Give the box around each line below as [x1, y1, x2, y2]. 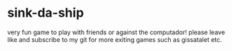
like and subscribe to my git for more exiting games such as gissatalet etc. [7, 35, 223, 43]
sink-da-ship [7, 5, 84, 21]
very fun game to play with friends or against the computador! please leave [7, 28, 226, 36]
